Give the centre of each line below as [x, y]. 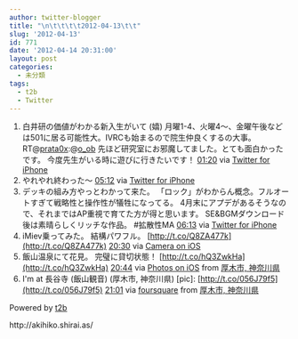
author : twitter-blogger [55, 17]
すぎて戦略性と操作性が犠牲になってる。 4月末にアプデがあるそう [150, 203]
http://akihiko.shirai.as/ [51, 325]
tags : [19, 84]
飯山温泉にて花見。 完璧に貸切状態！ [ [92, 257]
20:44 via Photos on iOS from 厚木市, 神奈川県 [195, 268]
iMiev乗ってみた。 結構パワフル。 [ [86, 236]
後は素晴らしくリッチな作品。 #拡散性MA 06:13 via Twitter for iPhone [149, 225]
